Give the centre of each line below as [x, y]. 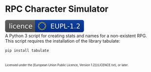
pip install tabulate [27, 50]
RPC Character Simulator [57, 9]
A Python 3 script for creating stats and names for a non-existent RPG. [76, 36]
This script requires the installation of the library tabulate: [63, 41]
